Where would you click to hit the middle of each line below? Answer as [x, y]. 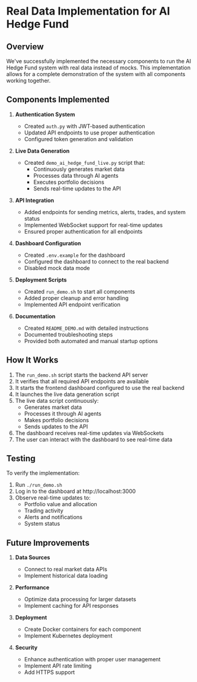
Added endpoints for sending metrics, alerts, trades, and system [105, 212]
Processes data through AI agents [76, 175]
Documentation [35, 316]
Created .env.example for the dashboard [74, 255]
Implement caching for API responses [71, 606]
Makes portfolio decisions [57, 420]
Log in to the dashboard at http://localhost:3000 [75, 492]
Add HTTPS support [49, 672]
